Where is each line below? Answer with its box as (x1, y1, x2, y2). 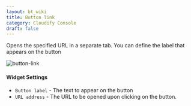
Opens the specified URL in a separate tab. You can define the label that (6, 42, 185, 49)
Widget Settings (6, 73, 48, 81)
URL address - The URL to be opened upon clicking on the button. (14, 93, 177, 101)
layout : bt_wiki (6, 8, 47, 15)
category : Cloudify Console (6, 20, 77, 26)
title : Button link (6, 14, 55, 20)
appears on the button (6, 49, 61, 56)
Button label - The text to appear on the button (14, 87, 133, 94)
